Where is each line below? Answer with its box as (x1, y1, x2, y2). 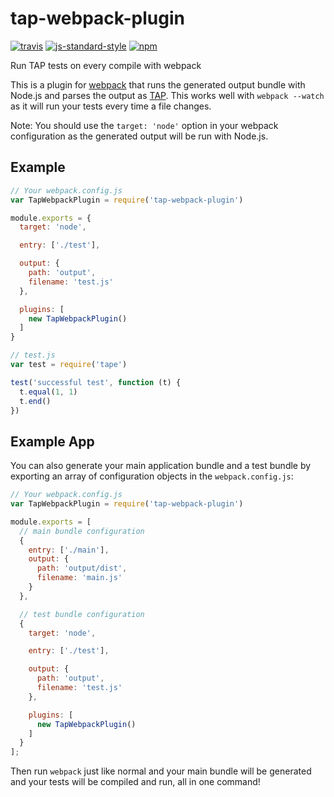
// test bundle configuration (19, 609, 145, 619)
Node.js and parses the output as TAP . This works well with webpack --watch (10, 89, 325, 101)
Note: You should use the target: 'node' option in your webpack (10, 119, 279, 131)
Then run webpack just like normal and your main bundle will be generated (10, 765, 312, 777)
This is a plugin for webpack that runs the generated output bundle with (10, 78, 306, 91)
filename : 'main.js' (36, 573, 123, 583)
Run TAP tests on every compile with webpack (10, 59, 202, 71)
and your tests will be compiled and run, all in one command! (10, 776, 261, 788)
